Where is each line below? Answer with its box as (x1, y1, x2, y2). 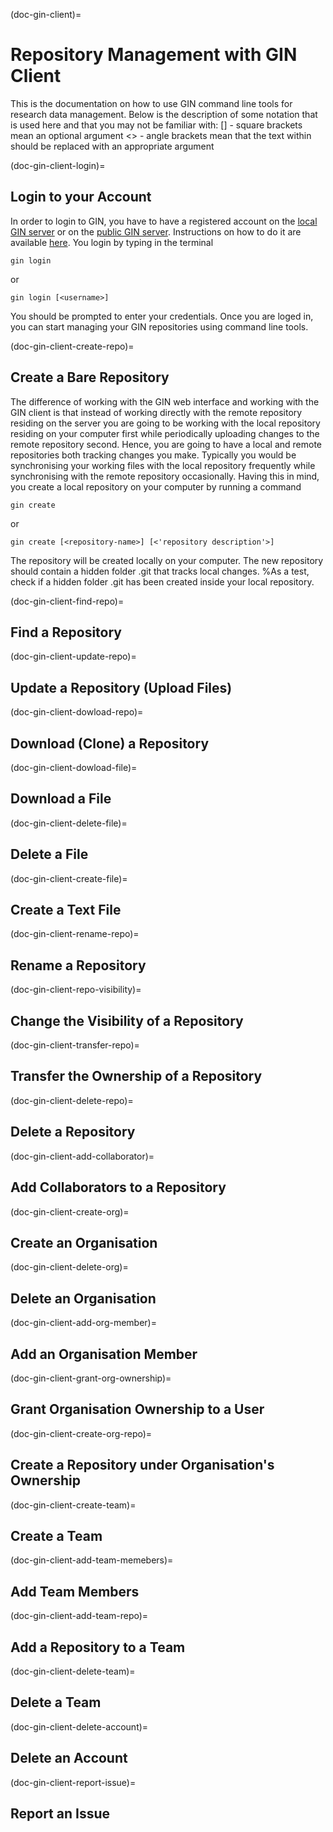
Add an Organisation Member (10, 1345, 198, 1363)
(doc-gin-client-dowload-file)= (10, 762, 138, 773)
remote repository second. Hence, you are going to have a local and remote (10, 438, 322, 450)
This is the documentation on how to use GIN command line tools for (10, 97, 293, 109)
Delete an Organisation (10, 1290, 157, 1307)
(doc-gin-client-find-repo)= (10, 595, 125, 607)
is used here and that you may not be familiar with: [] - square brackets (10, 119, 303, 131)
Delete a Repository (10, 1124, 136, 1141)
